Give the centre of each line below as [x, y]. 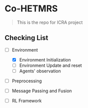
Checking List [26, 38]
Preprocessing [27, 81]
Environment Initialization [45, 59]
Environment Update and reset [51, 65]
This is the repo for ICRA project [50, 22]
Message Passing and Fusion [42, 91]
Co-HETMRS [31, 9]
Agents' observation [40, 71]
